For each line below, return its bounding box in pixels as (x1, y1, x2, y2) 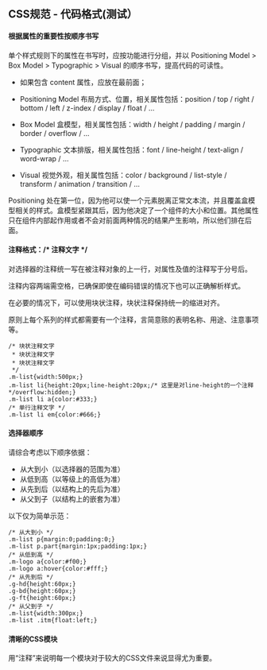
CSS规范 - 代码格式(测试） (8, 7, 137, 21)
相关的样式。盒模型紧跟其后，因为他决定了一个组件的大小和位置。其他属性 (14, 205, 259, 215)
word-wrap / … (19, 153, 69, 163)
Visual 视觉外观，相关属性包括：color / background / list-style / (19, 170, 227, 180)
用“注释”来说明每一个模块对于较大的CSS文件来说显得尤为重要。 (8, 653, 217, 663)
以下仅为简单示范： (8, 511, 72, 521)
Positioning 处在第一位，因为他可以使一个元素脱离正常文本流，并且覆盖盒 (8, 196, 249, 205)
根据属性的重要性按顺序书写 (8, 31, 99, 41)
